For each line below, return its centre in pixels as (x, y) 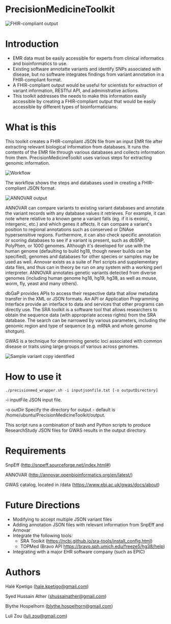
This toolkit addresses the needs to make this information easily (79, 96)
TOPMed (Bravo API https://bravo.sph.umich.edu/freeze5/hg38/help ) (93, 546)
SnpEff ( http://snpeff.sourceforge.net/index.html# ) (58, 465)
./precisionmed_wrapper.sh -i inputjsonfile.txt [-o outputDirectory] (82, 390)
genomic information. (28, 163)
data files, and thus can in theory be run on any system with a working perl (84, 267)
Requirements (36, 451)
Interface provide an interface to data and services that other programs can (84, 304)
